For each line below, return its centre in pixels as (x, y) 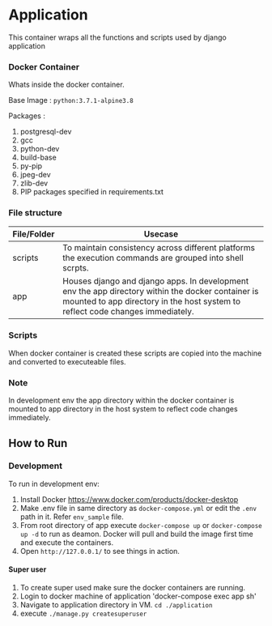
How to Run (38, 443)
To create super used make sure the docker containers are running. (132, 588)
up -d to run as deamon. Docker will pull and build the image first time (136, 534)
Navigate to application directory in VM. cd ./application (116, 605)
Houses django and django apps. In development (156, 281)
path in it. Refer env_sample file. (72, 517)
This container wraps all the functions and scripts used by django (117, 37)
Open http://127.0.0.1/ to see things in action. (100, 551)
